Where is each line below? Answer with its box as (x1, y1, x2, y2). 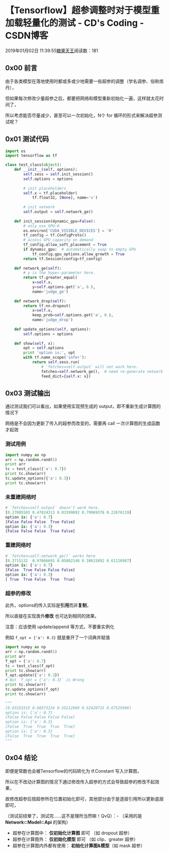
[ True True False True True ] (5, 577, 75, 582)
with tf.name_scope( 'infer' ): (23, 355, 87, 360)
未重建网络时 (5, 493, 37, 500)
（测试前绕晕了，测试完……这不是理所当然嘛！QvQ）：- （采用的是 (5, 813, 142, 819)
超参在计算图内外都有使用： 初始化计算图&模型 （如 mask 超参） (12, 842, 145, 848)
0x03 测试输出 (5, 389, 51, 397)
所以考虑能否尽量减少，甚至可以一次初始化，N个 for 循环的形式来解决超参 (5, 112, 158, 118)
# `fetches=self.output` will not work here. (41, 364, 138, 369)
